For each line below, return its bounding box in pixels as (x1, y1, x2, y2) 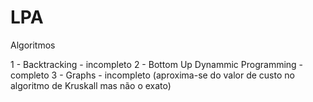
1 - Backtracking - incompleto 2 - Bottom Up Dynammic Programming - (10, 58, 304, 70)
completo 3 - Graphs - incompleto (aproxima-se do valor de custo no (10, 69, 295, 81)
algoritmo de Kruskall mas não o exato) (10, 79, 172, 91)
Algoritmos (10, 39, 56, 51)
